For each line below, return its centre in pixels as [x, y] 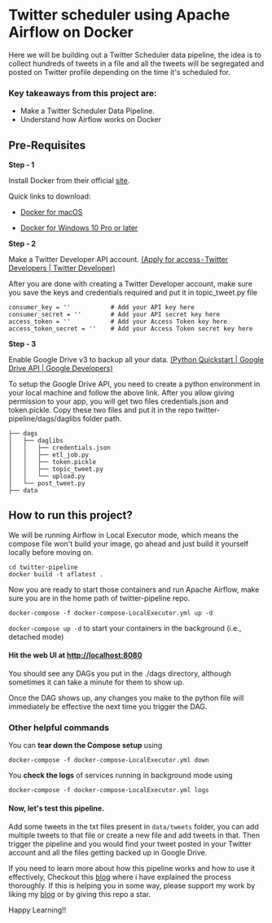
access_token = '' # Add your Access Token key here [118, 322]
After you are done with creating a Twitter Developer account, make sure [130, 284]
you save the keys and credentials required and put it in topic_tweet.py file [133, 293]
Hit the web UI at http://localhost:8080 [75, 655]
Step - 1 [22, 165]
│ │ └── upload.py [47, 477]
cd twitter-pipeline [44, 567]
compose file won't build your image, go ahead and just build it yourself [129, 544]
